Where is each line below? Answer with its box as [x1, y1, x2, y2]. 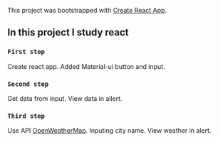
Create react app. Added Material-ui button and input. [7, 62, 165, 70]
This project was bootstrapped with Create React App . [7, 6, 167, 14]
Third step [7, 111, 45, 120]
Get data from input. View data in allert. [7, 94, 123, 102]
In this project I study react [7, 26, 130, 38]
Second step [7, 80, 49, 88]
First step [7, 48, 45, 56]
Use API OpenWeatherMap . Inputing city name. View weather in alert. [7, 126, 212, 135]
